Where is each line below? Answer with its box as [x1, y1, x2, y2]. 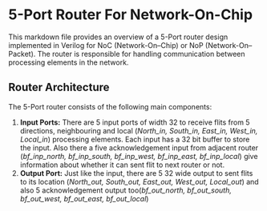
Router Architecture [8, 81, 110, 94]
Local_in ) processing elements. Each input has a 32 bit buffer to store [19, 134, 250, 144]
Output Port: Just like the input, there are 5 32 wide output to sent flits [19, 168, 253, 177]
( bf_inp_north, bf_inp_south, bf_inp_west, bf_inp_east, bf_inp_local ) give [19, 151, 258, 161]
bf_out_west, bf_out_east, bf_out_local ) [19, 193, 149, 203]
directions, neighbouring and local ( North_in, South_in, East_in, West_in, [19, 125, 258, 135]
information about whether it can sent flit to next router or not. [19, 160, 225, 169]
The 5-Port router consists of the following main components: [8, 102, 212, 111]
